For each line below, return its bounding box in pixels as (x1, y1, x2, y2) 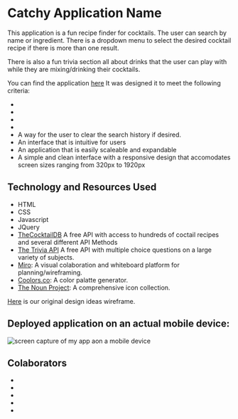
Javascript (17, 215, 49, 223)
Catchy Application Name (7, 5, 162, 21)
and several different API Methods (17, 238, 118, 246)
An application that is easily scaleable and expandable (17, 145, 177, 154)
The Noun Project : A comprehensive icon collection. (17, 283, 171, 292)
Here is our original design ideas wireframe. (7, 297, 136, 305)
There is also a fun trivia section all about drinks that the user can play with (7, 57, 227, 65)
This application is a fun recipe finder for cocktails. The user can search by (7, 28, 227, 37)
